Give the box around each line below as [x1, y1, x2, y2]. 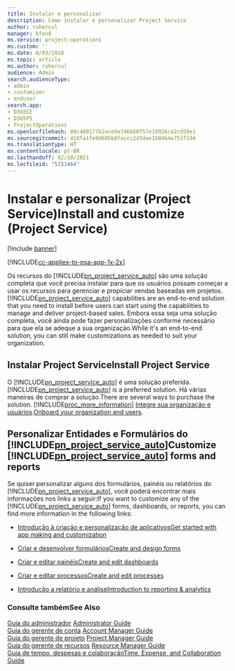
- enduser [7, 96, 36, 103]
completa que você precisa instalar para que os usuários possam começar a [7, 279, 228, 287]
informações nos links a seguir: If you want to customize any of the [7, 494, 200, 503]
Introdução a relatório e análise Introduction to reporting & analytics [17, 585, 212, 594]
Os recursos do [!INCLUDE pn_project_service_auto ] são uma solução [7, 271, 208, 280]
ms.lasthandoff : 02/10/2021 [7, 154, 90, 162]
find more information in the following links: [7, 509, 133, 518]
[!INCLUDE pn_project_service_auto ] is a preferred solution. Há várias [7, 385, 207, 394]
